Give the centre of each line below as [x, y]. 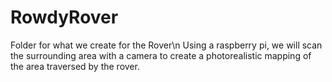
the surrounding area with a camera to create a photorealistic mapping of [161, 55]
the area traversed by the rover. [75, 66]
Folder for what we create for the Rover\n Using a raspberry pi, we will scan [166, 45]
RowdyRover [64, 17]
